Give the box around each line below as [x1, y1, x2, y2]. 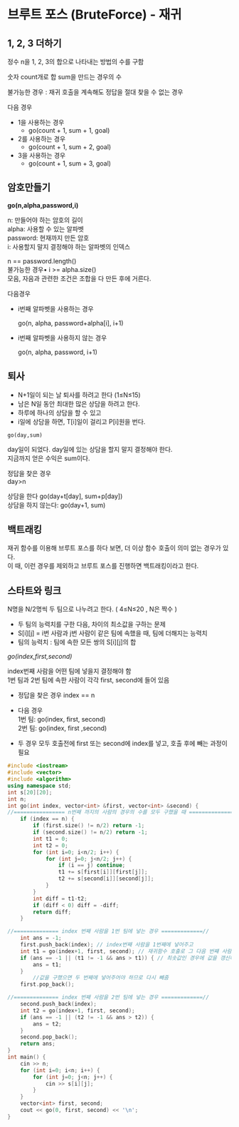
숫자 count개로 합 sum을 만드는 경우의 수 [7, 73, 122, 81]
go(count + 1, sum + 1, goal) [28, 126, 110, 134]
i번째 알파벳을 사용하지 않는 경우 [17, 333, 107, 342]
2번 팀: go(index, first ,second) [17, 724, 107, 732]
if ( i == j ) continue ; [58, 861, 126, 869]
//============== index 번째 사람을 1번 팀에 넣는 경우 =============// [7, 928, 210, 935]
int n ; [7, 795, 27, 803]
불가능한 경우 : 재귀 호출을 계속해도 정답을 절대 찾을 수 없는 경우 [7, 88, 184, 96]
